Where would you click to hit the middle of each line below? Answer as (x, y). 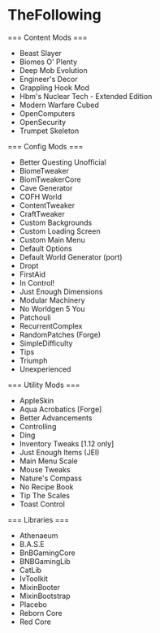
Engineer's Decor (48, 79)
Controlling (38, 426)
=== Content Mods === (48, 37)
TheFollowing (55, 15)
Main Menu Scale (48, 461)
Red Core (35, 622)
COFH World (41, 196)
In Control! (37, 282)
